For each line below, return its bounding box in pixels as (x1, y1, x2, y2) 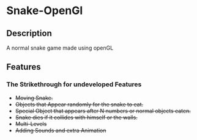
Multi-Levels (15, 120, 47, 127)
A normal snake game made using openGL (6, 44, 114, 51)
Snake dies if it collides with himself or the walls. (15, 114, 138, 121)
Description (6, 28, 52, 39)
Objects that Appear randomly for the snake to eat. (15, 100, 144, 108)
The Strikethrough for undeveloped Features (6, 80, 142, 89)
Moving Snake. (15, 94, 53, 101)
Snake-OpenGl (6, 4, 83, 18)
